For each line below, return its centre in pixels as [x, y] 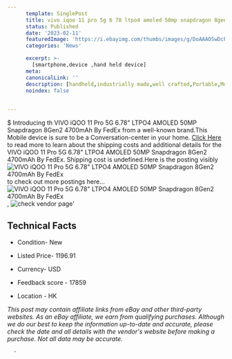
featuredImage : [47, 40]
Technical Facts [42, 226]
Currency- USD [39, 269]
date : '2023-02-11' [53, 33]
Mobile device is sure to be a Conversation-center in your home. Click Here [114, 138]
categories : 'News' [53, 46]
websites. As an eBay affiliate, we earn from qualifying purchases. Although [116, 317]
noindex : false [47, 91]
